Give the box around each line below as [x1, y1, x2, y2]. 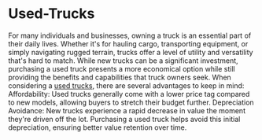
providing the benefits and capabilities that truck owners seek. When [8, 72, 232, 82]
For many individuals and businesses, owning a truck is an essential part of [8, 31, 252, 40]
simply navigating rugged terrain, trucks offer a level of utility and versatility [8, 47, 253, 57]
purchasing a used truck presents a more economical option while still [8, 64, 235, 73]
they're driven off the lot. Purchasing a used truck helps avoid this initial [8, 114, 241, 123]
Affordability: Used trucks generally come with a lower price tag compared [8, 89, 250, 98]
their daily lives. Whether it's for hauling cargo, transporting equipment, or [8, 39, 249, 48]
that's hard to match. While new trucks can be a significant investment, [8, 56, 238, 65]
